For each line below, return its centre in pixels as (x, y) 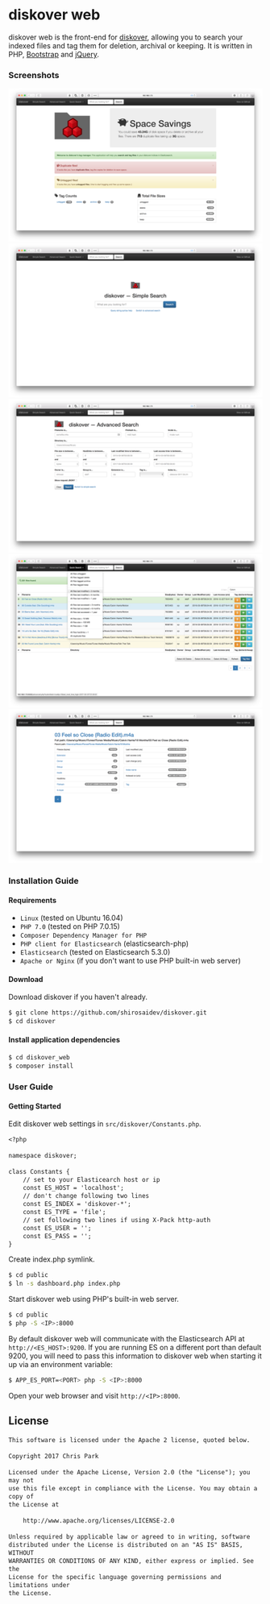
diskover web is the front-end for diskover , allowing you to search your (126, 37)
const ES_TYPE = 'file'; (64, 1212)
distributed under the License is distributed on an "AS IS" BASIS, (126, 1545)
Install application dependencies (64, 1039)
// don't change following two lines (86, 1196)
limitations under (39, 1585)
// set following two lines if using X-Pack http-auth (117, 1221)
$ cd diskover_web (39, 1058)
